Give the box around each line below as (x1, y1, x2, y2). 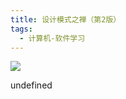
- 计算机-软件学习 (19, 33, 86, 43)
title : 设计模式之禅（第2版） (10, 14, 122, 25)
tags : (10, 24, 33, 34)
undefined (10, 79, 53, 91)
